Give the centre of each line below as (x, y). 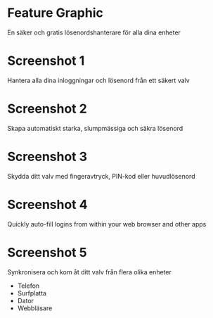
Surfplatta (32, 293)
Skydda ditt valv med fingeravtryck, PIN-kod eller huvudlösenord (101, 176)
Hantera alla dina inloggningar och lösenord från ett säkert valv (98, 80)
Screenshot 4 (47, 204)
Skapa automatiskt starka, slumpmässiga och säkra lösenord (95, 128)
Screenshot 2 (47, 109)
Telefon (28, 286)
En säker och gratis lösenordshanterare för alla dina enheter (94, 32)
